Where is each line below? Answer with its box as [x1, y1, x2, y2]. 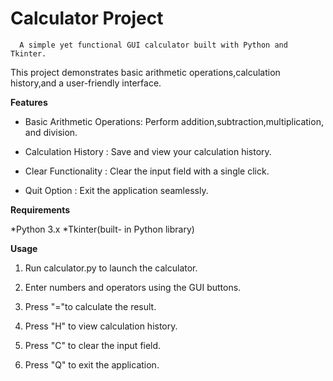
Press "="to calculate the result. [24, 300, 157, 312]
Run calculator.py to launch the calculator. [24, 262, 198, 274]
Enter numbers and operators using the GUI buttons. [24, 281, 242, 293]
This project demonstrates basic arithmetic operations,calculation [10, 66, 281, 78]
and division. [24, 126, 78, 138]
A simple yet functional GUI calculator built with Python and [19, 40, 288, 50]
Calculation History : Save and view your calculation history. [24, 145, 272, 157]
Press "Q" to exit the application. [24, 358, 160, 371]
